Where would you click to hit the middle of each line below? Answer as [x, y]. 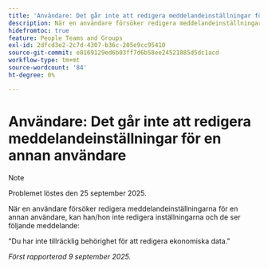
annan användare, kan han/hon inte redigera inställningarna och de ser [124, 217]
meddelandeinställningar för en [115, 138]
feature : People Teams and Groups [66, 38]
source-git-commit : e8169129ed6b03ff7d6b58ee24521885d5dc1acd [114, 53]
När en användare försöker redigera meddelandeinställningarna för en [123, 208]
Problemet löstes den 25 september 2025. [78, 193]
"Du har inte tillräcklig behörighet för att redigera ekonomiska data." [119, 241]
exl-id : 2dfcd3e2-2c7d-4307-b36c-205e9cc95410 [87, 45]
